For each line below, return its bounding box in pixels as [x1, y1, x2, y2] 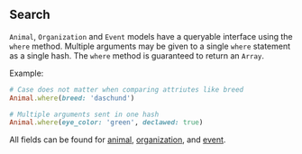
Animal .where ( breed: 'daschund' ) [9, 94, 135, 103]
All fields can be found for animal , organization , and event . [9, 134, 226, 145]
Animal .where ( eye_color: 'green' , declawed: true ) [9, 118, 204, 127]
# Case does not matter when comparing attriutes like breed [9, 85, 244, 94]
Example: [9, 68, 44, 78]
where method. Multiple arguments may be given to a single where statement [9, 41, 291, 51]
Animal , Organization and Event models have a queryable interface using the [9, 31, 293, 41]
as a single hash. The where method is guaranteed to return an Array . [9, 50, 264, 61]
